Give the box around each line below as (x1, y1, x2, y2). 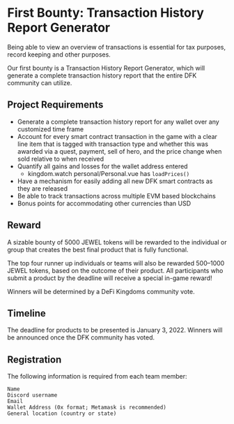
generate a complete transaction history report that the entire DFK (7, 71, 197, 80)
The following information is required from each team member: (7, 372, 187, 381)
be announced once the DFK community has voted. (7, 333, 155, 342)
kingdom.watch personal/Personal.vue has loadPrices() (27, 169, 190, 177)
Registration (7, 353, 62, 365)
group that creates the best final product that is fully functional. (7, 245, 189, 254)
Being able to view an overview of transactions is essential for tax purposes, (7, 43, 226, 51)
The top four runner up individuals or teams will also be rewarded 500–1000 (7, 258, 225, 267)
